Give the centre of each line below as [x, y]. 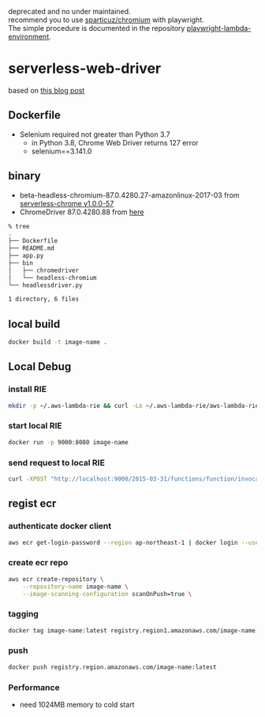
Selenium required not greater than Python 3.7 [95, 134]
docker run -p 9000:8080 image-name [68, 442]
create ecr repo [38, 563]
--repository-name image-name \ [75, 587]
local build [34, 324]
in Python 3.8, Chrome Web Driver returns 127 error [115, 142]
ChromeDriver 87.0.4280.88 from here [82, 212]
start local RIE [35, 426]
